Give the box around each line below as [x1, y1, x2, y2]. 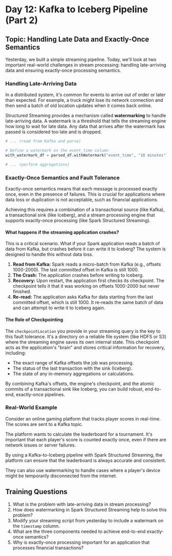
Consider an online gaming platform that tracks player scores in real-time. [5, 416, 161, 422]
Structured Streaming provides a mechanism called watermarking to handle [5, 113, 166, 119]
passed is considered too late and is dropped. [5, 129, 102, 135]
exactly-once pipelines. [15, 391, 66, 397]
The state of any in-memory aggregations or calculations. [12, 370, 135, 377]
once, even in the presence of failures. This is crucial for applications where [5, 191, 165, 198]
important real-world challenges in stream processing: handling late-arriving [5, 62, 166, 68]
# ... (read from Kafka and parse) [5, 139, 81, 144]
